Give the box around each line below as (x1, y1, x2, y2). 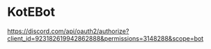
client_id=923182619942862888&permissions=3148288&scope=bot (7, 34, 204, 42)
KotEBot (7, 4, 56, 20)
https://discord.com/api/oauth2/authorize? (7, 27, 130, 35)
